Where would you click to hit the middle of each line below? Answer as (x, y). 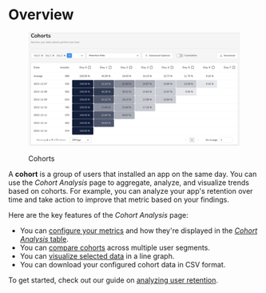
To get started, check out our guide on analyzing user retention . (113, 280)
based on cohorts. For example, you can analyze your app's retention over (131, 191)
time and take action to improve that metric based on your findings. (119, 200)
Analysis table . (44, 239)
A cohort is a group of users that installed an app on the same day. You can (133, 175)
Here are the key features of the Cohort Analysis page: (99, 215)
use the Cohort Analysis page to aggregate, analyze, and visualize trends (129, 183)
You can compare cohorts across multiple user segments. (115, 248)
